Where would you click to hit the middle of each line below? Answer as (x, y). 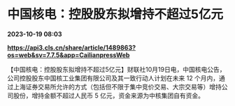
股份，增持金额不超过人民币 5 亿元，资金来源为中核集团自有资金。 (109, 96)
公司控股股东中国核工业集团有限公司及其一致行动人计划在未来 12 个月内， (113, 78)
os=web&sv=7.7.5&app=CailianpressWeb (69, 55)
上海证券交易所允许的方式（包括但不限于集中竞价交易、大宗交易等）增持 (117, 86)
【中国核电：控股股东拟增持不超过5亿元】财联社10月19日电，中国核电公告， (116, 69)
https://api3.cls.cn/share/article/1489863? (72, 47)
